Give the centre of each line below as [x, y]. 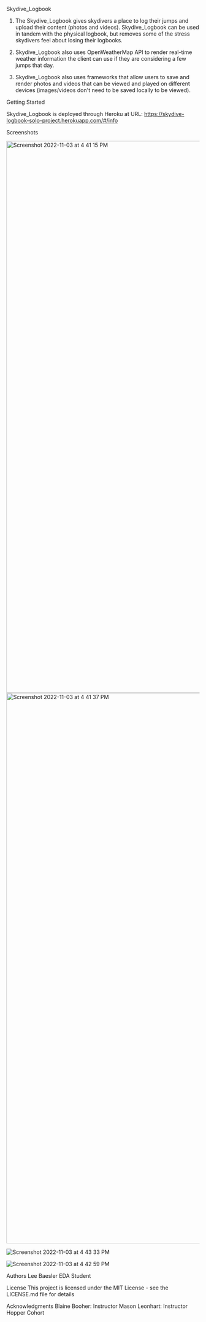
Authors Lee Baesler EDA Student [49, 1276]
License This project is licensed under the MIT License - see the [87, 1288]
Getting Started [26, 102]
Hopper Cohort [25, 1312]
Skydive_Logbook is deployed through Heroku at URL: [74, 114]
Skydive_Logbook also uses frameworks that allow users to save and [102, 77]
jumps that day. [35, 65]
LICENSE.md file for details [40, 1294]
